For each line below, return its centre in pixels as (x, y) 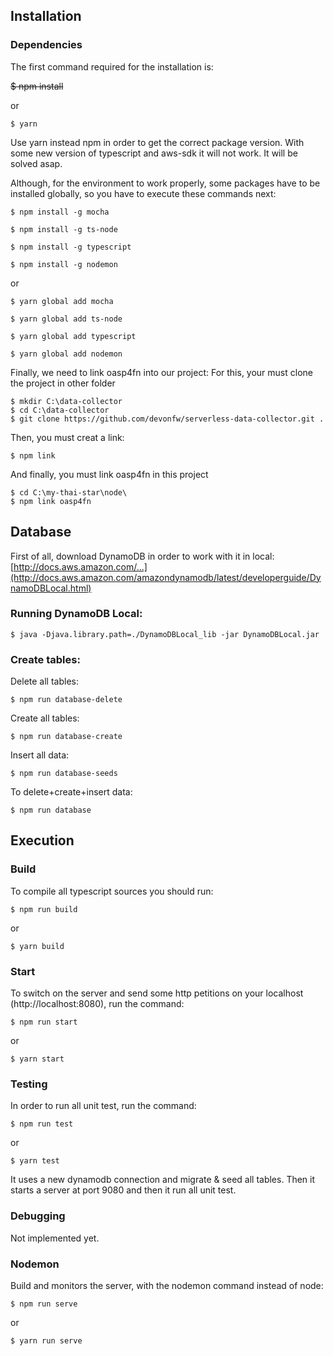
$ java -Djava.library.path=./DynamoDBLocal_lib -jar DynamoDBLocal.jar (165, 634)
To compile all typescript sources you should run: (112, 891)
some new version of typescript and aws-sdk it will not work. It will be (154, 153)
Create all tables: (45, 718)
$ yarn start (37, 1059)
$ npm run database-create (66, 737)
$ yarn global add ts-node (66, 319)
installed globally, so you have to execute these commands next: (143, 193)
